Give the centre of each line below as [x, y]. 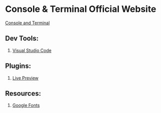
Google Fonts [26, 106]
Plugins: [18, 66]
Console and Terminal [27, 23]
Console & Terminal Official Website [81, 9]
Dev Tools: [22, 38]
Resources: [23, 93]
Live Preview [25, 78]
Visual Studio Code [32, 50]
